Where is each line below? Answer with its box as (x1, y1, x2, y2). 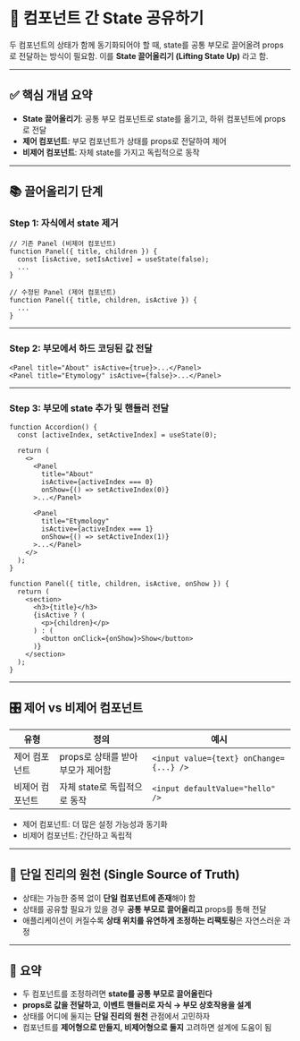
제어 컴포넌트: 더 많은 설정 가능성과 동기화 (21, 818, 168, 829)
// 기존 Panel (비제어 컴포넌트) (9, 239, 117, 249)
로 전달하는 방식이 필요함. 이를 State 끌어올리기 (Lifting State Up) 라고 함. (9, 50, 269, 61)
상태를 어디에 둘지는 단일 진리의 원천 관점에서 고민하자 (21, 1011, 211, 1021)
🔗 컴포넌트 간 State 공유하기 (9, 8, 204, 29)
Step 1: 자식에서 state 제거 (9, 217, 119, 229)
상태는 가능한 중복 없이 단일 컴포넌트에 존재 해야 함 (21, 892, 196, 903)
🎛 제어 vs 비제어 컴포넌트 (9, 700, 144, 716)
